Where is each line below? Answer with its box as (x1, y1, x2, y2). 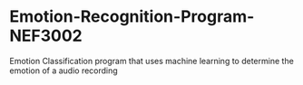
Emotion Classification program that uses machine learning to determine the (9, 55, 295, 66)
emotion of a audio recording (9, 65, 118, 76)
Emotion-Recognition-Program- (9, 6, 255, 27)
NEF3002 (9, 25, 83, 46)
